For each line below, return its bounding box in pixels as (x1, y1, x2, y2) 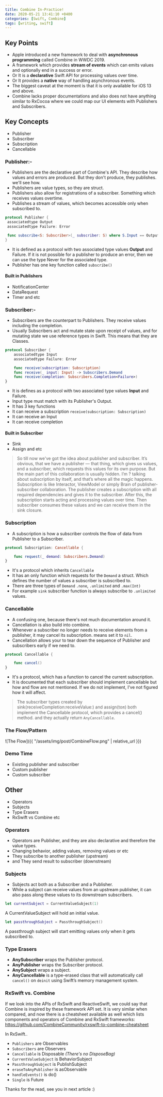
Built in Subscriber (5, 430, 44, 436)
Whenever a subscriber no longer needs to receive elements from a (12, 627, 147, 633)
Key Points (5, 39, 38, 47)
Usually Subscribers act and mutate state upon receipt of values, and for (12, 328, 158, 334)
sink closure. (16, 508, 43, 513)
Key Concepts (5, 118, 49, 126)
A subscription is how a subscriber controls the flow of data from (12, 530, 142, 536)
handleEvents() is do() (12, 1071, 57, 1077)
